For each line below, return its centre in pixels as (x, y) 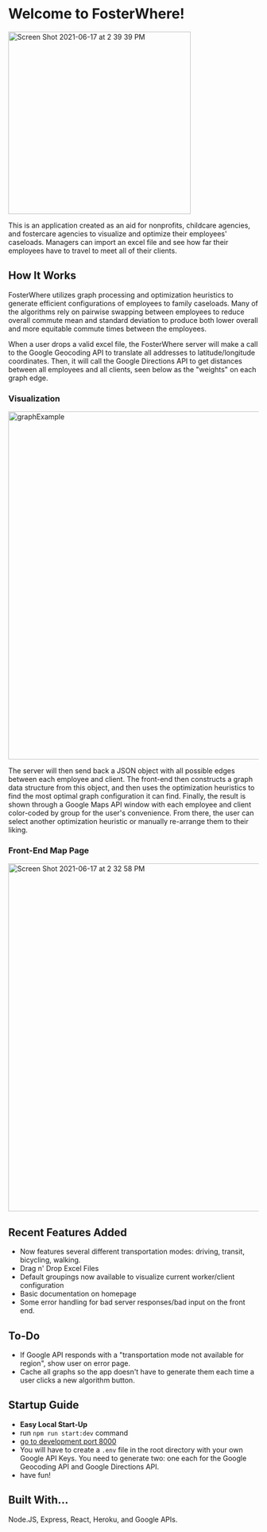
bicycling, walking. (50, 1260)
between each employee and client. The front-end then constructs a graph (130, 780)
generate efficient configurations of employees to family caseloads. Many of (133, 303)
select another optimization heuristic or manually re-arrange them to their (128, 822)
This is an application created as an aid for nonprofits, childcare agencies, (129, 225)
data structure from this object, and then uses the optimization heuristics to (132, 787)
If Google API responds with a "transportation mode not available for (132, 1355)
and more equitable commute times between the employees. (107, 329)
